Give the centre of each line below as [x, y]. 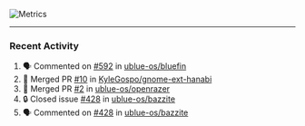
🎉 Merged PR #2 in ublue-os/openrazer [96, 89]
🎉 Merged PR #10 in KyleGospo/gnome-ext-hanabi [117, 79]
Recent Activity [44, 45]
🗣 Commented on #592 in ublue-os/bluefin [104, 66]
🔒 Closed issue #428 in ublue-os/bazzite [98, 99]
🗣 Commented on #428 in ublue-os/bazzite [105, 112]
